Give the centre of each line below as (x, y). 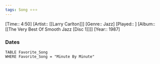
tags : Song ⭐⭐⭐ (21, 10)
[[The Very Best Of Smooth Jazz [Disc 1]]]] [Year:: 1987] (63, 29)
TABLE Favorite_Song (27, 52)
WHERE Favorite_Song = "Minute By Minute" (50, 57)
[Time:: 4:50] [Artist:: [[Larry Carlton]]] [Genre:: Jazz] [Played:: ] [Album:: (80, 24)
